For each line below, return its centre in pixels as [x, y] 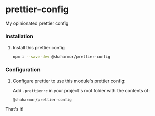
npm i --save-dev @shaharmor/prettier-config [61, 57]
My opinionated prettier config [37, 23]
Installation [20, 36]
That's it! [14, 109]
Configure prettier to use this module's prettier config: [69, 81]
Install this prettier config [38, 48]
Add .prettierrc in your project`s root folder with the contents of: [81, 91]
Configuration [23, 70]
